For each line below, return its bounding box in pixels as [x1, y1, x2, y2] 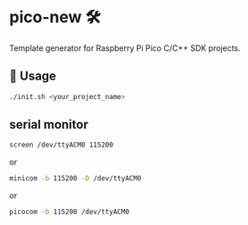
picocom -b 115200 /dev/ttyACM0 [9, 207, 129, 217]
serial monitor [9, 117, 89, 132]
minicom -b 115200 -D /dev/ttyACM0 [9, 174, 142, 183]
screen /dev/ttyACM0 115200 [9, 140, 114, 150]
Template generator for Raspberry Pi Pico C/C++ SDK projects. [9, 42, 241, 54]
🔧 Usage [9, 69, 56, 84]
